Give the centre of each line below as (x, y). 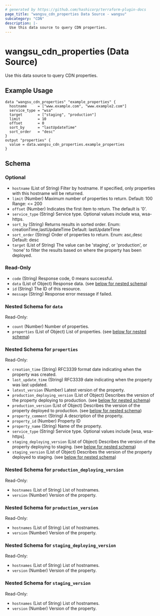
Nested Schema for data (34, 306)
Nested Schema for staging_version (48, 583)
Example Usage (29, 91)
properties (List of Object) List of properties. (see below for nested (79, 332)
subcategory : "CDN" (25, 18)
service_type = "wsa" (31, 110)
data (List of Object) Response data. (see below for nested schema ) (80, 283)
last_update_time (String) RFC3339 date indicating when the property (82, 380)
